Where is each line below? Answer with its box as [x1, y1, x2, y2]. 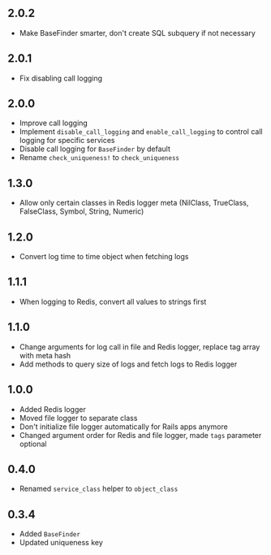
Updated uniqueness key [19, 538, 103, 548]
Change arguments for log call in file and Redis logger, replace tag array [19, 341, 260, 352]
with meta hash [19, 350, 71, 360]
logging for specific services [19, 136, 115, 145]
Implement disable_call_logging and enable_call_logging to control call [19, 127, 263, 137]
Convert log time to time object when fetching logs [19, 252, 189, 262]
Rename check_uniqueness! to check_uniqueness [19, 153, 180, 163]
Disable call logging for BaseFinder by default [19, 144, 171, 154]
